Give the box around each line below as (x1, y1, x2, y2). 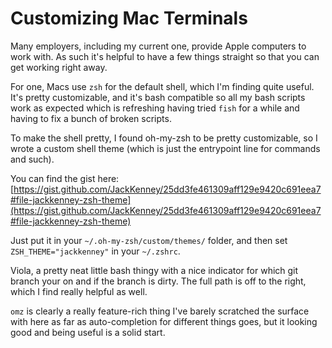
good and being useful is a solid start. (10, 326, 166, 338)
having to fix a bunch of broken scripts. (10, 112, 172, 124)
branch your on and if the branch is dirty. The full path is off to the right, (10, 275, 307, 287)
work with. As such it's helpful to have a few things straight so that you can (10, 50, 320, 62)
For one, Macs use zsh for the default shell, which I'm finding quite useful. (10, 80, 315, 92)
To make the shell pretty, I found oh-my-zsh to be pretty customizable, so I (10, 132, 318, 144)
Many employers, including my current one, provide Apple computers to (10, 40, 307, 52)
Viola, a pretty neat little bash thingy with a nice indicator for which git (10, 264, 299, 276)
